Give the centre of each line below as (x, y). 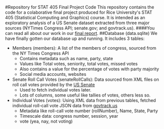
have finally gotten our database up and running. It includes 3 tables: (75, 38)
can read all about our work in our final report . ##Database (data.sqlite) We (81, 33)
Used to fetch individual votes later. (55, 90)
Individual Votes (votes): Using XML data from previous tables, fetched (84, 100)
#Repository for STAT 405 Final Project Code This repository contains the (80, 7)
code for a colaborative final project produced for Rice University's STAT (79, 12)
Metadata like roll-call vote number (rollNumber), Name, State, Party (89, 111)
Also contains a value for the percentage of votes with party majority (89, 69)
